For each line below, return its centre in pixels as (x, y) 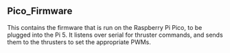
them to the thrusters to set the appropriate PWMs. (79, 42)
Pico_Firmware (40, 11)
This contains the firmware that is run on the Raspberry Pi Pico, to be (105, 27)
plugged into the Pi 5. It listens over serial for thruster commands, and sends (115, 35)
